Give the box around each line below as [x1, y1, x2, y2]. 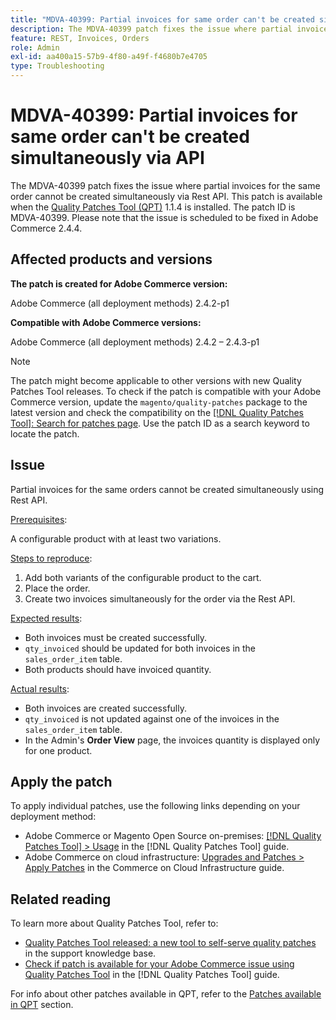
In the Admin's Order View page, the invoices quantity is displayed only [24, 734, 321, 746]
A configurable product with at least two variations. [10, 532, 222, 545]
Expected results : [10, 612, 83, 624]
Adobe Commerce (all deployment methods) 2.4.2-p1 [10, 297, 230, 309]
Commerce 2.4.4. [10, 222, 83, 234]
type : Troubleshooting [10, 61, 105, 71]
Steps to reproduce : [10, 552, 93, 564]
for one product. [24, 744, 93, 756]
